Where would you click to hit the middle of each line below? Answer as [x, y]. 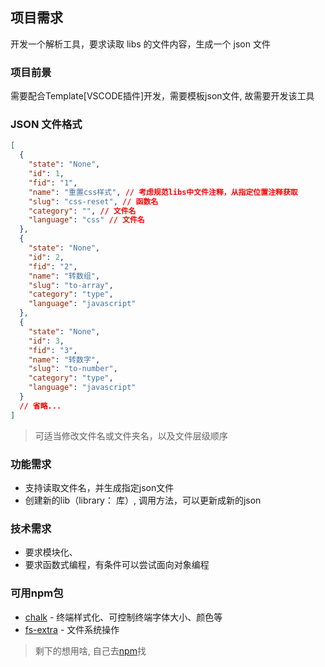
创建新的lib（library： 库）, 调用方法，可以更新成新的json [143, 500]
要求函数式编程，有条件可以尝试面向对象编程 [117, 565]
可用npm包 [37, 593]
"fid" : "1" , [53, 183]
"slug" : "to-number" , [73, 369]
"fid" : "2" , [53, 266]
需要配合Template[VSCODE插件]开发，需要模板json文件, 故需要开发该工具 [162, 96]
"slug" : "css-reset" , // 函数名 [93, 201]
